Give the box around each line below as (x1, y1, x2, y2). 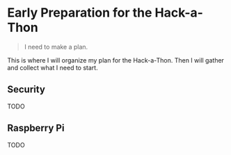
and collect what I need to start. (7, 63, 99, 72)
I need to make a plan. (24, 42, 88, 51)
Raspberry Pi (7, 122, 65, 134)
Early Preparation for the (7, 5, 152, 21)
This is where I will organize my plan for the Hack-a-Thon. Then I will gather (7, 56, 225, 64)
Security (7, 83, 45, 95)
